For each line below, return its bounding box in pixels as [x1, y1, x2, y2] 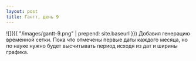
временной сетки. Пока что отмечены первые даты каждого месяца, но [6, 36, 188, 43]
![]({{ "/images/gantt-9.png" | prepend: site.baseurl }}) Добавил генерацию [6, 30, 190, 37]
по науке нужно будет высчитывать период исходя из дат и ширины [6, 42, 178, 49]
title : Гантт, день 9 [6, 14, 59, 20]
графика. [6, 48, 29, 55]
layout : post [6, 8, 38, 15]
